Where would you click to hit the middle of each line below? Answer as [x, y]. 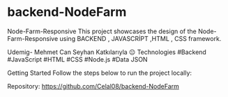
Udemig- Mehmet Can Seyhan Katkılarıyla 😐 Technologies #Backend [107, 52]
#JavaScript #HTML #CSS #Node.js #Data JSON [77, 59]
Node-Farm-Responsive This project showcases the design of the [102, 31]
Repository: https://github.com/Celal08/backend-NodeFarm [93, 86]
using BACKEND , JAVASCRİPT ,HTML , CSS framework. [140, 38]
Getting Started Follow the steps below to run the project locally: [100, 73]
